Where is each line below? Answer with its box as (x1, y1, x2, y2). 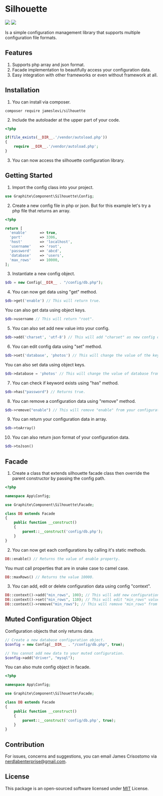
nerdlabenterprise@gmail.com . (5, 758, 67, 764)
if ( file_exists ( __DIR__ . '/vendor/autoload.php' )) (5, 135, 108, 140)
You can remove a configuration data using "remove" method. (12, 398, 136, 404)
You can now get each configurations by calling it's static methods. (12, 547, 147, 553)
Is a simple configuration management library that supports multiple (5, 29, 141, 35)
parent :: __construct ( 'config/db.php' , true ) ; (22, 718, 116, 723)
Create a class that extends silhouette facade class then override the (12, 470, 150, 476)
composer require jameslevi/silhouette (5, 108, 86, 113)
